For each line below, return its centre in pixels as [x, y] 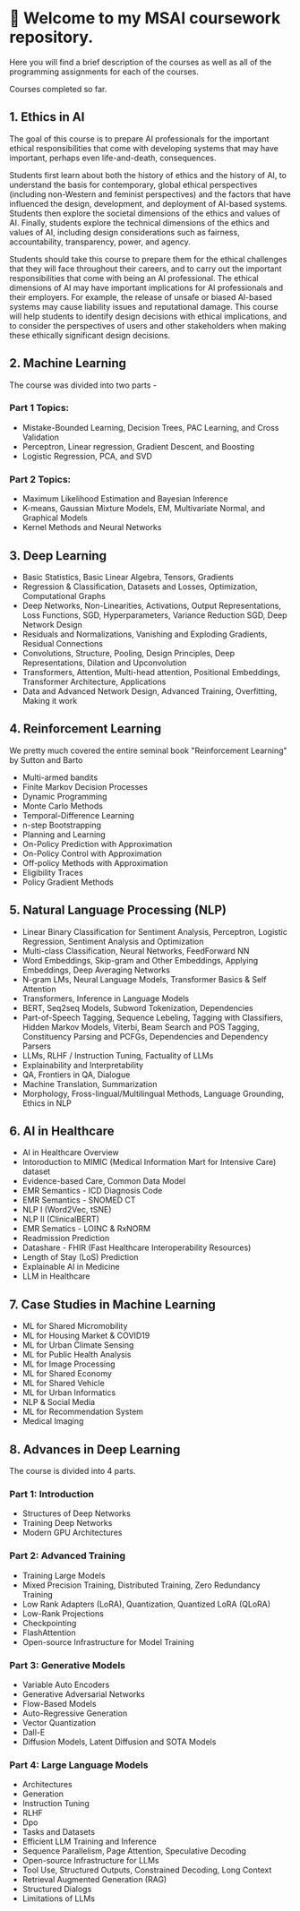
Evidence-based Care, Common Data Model [104, 1181]
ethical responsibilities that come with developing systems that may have [144, 148]
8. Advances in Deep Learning [95, 1449]
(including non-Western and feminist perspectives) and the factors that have [150, 194]
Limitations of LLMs [59, 1898]
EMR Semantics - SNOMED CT [79, 1200]
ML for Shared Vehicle [63, 1384]
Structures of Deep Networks [77, 1513]
